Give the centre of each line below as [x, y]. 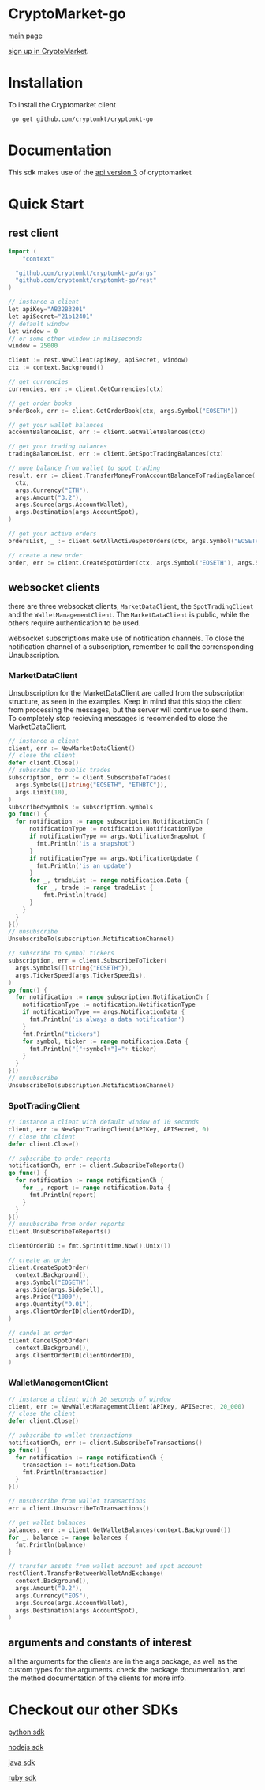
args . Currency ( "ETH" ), [52, 490]
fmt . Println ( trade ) [75, 895]
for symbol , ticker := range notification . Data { [106, 1041]
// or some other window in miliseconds [76, 339]
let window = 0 [33, 331]
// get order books [40, 403]
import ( [22, 251]
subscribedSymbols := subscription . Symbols [81, 807]
